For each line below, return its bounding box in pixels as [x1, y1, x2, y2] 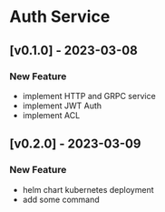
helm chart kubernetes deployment [22, 184, 154, 195]
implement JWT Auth [22, 100, 102, 111]
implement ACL [22, 109, 81, 120]
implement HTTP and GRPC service [22, 90, 156, 101]
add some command [22, 194, 100, 205]
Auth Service [9, 6, 111, 27]
